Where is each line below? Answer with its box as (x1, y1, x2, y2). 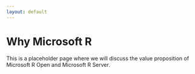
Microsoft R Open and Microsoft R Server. (6, 61, 110, 68)
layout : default (6, 8, 47, 15)
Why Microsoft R (6, 34, 92, 48)
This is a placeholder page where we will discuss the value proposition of (6, 55, 190, 62)
